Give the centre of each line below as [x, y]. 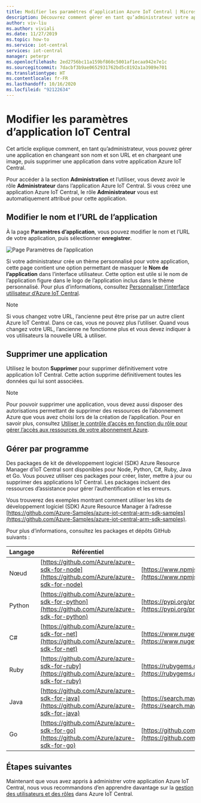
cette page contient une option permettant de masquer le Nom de [87, 268]
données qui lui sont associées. [45, 381]
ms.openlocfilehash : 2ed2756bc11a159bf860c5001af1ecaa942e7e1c [87, 62]
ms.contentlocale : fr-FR [37, 78]
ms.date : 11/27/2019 [32, 34]
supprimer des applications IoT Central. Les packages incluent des [88, 482]
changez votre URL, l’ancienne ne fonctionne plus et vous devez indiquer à [98, 329]
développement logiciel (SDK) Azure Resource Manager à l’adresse [89, 507]
